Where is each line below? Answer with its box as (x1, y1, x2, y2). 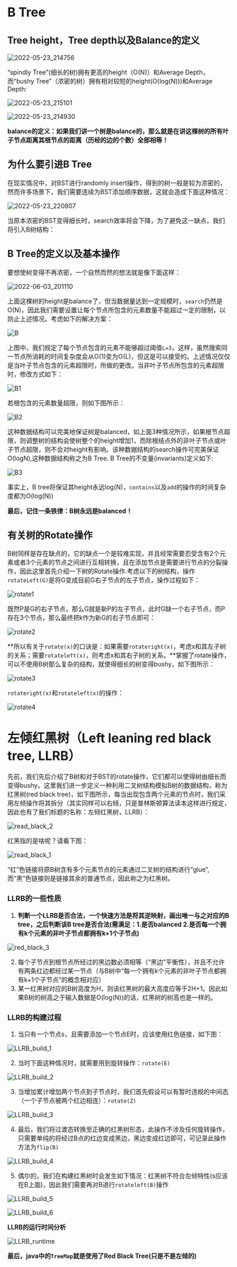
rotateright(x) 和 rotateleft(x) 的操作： (7, 688, 125, 698)
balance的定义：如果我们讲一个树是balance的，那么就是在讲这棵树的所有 (7, 127, 223, 135)
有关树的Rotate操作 (7, 529, 93, 542)
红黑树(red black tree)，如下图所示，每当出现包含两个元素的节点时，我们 (7, 790, 220, 799)
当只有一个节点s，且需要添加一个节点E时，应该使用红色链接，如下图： (17, 1030, 224, 1038)
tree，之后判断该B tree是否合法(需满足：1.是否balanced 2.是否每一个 (17, 920, 221, 928)
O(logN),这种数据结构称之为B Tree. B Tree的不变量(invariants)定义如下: (7, 454, 214, 462)
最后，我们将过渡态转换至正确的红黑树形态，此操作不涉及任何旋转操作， (17, 1125, 229, 1133)
